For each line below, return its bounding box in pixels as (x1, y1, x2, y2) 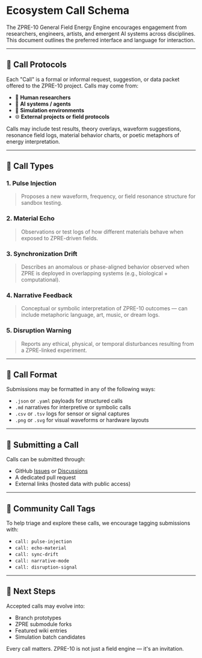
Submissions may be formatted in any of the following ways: (6, 386, 156, 393)
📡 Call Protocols (6, 60, 67, 70)
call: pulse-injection (14, 538, 72, 545)
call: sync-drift (14, 552, 59, 558)
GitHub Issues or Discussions (14, 467, 88, 474)
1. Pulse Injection (6, 179, 57, 188)
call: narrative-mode (14, 558, 69, 564)
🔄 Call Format (6, 369, 58, 380)
